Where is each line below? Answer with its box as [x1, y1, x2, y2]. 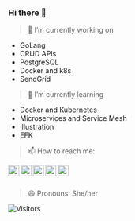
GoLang [19, 41, 46, 50]
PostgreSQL [19, 57, 59, 67]
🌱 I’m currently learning [27, 90, 104, 99]
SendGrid [19, 75, 51, 84]
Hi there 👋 [8, 7, 47, 18]
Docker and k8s [19, 66, 72, 76]
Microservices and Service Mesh [19, 114, 128, 123]
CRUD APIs [19, 49, 57, 59]
